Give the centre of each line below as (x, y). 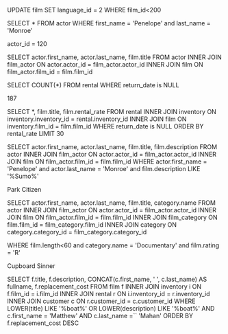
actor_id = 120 (27, 44)
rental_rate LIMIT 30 (36, 134)
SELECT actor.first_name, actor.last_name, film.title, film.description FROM (112, 147)
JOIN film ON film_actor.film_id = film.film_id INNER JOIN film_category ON (112, 217)
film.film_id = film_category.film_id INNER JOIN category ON (92, 225)
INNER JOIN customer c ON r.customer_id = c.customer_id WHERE (102, 301)
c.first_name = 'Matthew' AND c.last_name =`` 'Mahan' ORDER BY (100, 316)
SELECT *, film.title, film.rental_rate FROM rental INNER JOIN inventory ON (112, 112)
